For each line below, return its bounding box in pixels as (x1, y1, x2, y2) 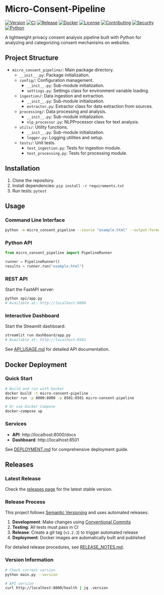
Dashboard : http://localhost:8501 (12, 437, 79, 443)
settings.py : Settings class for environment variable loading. (26, 87, 149, 94)
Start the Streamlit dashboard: (5, 323, 66, 329)
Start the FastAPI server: (5, 287, 55, 293)
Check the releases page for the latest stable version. (5, 486, 113, 492)
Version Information (5, 556, 54, 563)
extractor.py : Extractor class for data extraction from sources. (26, 103, 153, 109)
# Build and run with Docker (5, 386, 64, 391)
